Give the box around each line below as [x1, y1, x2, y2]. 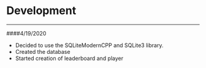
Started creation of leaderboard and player [15, 55, 124, 62]
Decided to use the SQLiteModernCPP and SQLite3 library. [15, 41, 164, 49]
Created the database [15, 48, 71, 55]
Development [6, 4, 77, 18]
